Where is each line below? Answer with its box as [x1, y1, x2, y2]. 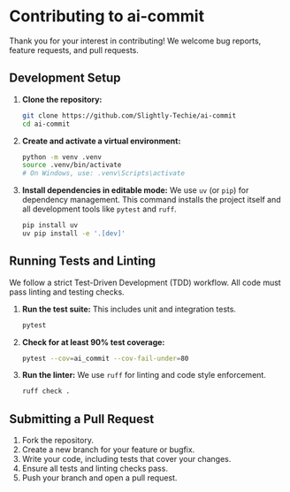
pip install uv [21, 221, 79, 230]
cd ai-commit [21, 119, 71, 128]
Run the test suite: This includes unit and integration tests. [21, 304, 237, 314]
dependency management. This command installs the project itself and [21, 195, 281, 205]
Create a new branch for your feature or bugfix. [21, 444, 195, 455]
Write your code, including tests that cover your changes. [21, 454, 232, 465]
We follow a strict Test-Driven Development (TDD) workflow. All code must [9, 277, 281, 288]
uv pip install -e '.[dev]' [21, 229, 126, 238]
